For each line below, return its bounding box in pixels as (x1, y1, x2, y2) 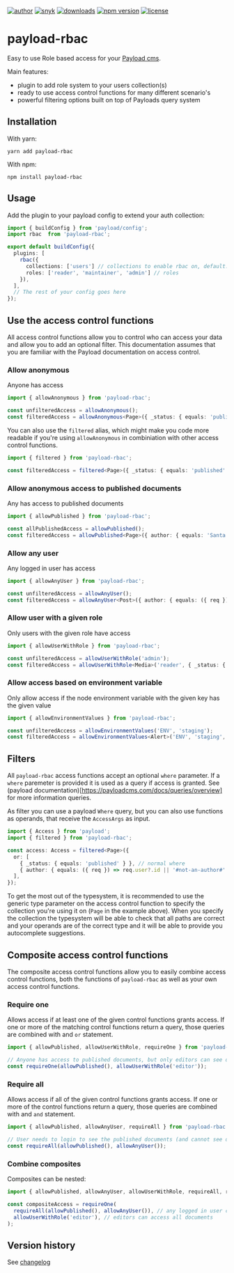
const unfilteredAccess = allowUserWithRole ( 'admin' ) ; (7, 655, 170, 662)
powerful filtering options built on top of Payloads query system (17, 95, 201, 104)
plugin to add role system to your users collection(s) (17, 81, 167, 89)
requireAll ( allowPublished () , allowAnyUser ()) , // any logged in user (13, 1207, 223, 1215)
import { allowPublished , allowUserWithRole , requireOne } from (7, 1044, 198, 1051)
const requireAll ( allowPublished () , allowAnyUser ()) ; (7, 1142, 167, 1149)
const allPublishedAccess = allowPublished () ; (7, 525, 145, 532)
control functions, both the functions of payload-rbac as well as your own (7, 975, 217, 983)
